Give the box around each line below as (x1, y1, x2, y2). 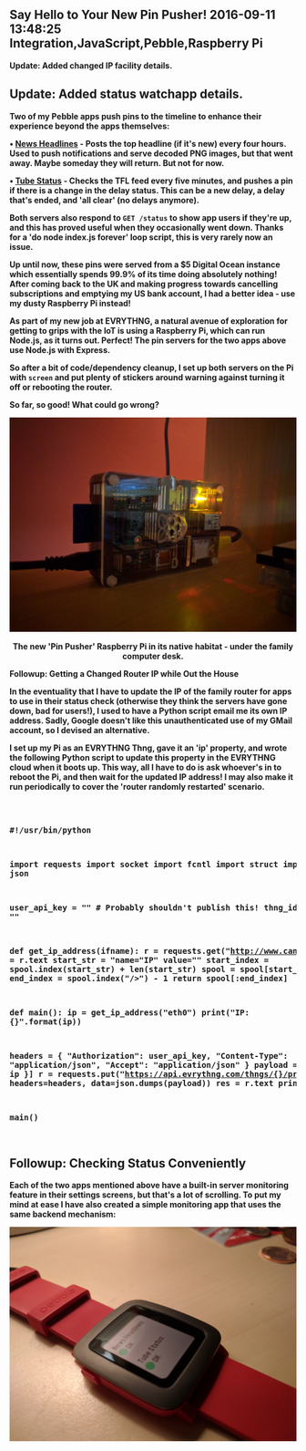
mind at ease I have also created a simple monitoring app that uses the (9, 1198, 281, 1209)
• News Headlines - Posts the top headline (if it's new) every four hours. (9, 138, 287, 149)
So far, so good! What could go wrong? (9, 399, 159, 409)
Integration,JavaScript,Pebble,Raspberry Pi (9, 36, 263, 51)
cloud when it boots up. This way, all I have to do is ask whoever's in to (9, 762, 282, 773)
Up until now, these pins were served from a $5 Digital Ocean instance (9, 259, 280, 270)
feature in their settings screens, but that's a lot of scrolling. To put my (9, 1189, 281, 1200)
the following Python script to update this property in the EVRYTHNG (9, 752, 276, 763)
